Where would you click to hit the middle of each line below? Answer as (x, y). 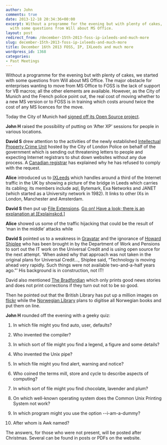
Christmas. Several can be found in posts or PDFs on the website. (73, 438)
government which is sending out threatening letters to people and (74, 152)
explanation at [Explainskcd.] (35, 214)
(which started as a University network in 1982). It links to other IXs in (77, 193)
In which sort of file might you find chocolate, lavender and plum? (80, 388)
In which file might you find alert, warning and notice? (68, 364)
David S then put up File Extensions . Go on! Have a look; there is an (75, 208)
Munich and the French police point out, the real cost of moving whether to (83, 96)
